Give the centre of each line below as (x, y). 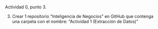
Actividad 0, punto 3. (26, 7)
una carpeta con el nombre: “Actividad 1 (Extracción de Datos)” (75, 22)
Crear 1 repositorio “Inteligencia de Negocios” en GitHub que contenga (83, 16)
